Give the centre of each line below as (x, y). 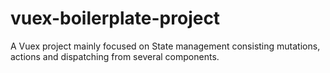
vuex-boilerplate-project (115, 18)
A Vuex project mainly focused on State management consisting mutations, (165, 46)
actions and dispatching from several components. (115, 56)
